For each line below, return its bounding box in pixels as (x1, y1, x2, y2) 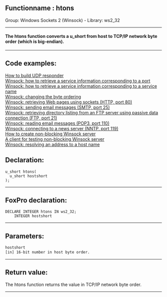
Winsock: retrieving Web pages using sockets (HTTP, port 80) (5, 99, 133, 105)
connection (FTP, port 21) (5, 115, 57, 121)
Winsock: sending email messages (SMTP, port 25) (5, 104, 110, 110)
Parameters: (5, 232, 44, 240)
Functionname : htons (5, 4, 75, 12)
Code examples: (5, 59, 57, 68)
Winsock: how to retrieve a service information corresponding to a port (5, 77, 151, 84)
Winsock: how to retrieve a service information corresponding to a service (5, 83, 158, 89)
